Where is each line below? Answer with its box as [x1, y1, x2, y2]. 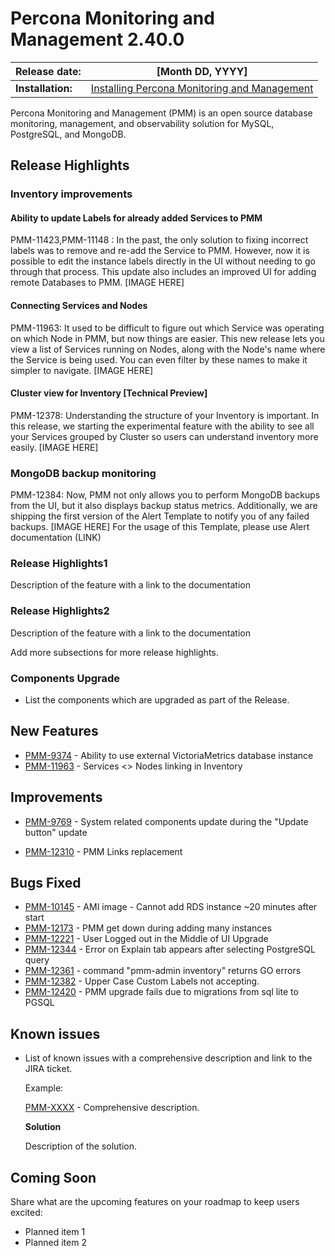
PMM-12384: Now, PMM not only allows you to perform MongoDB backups [10, 489, 321, 501]
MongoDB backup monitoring [10, 466, 157, 480]
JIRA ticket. [24, 1063, 73, 1075]
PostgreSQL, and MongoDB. [10, 128, 127, 140]
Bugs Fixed [10, 875, 82, 892]
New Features [10, 723, 99, 740]
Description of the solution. [24, 1140, 137, 1152]
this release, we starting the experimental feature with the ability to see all [10, 420, 315, 432]
